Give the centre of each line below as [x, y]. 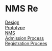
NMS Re [22, 9]
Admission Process [25, 38]
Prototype [15, 27]
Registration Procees [26, 43]
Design [12, 22]
